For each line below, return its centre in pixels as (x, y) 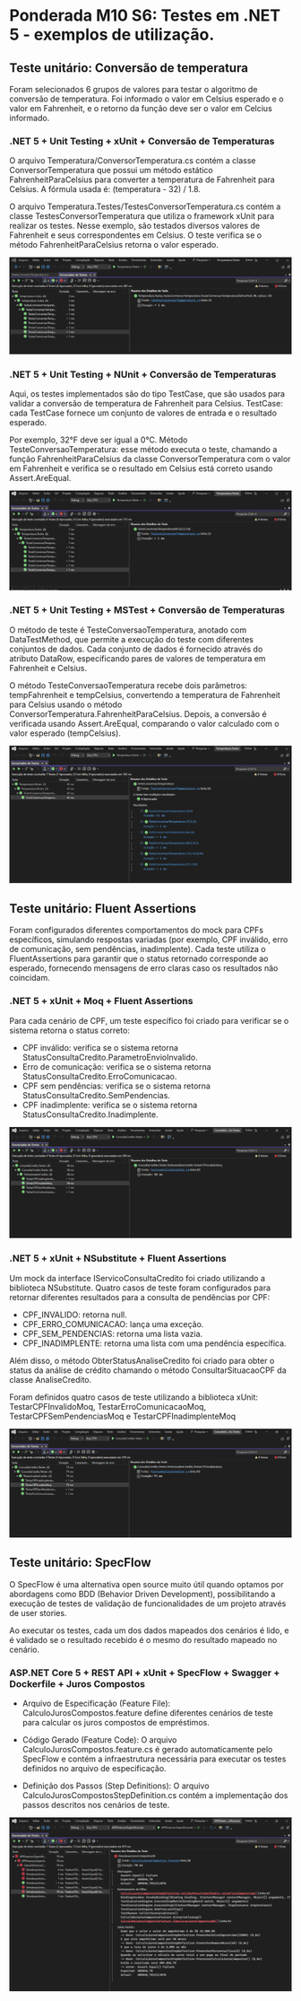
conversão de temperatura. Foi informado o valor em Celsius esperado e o (146, 99)
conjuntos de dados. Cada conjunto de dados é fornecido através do (136, 649)
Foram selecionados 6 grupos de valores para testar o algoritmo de (133, 89)
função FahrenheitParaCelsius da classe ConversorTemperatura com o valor (150, 459)
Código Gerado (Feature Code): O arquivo (99, 1740)
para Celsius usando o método (66, 704)
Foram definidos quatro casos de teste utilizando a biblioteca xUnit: (133, 1397)
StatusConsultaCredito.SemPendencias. (96, 1095)
